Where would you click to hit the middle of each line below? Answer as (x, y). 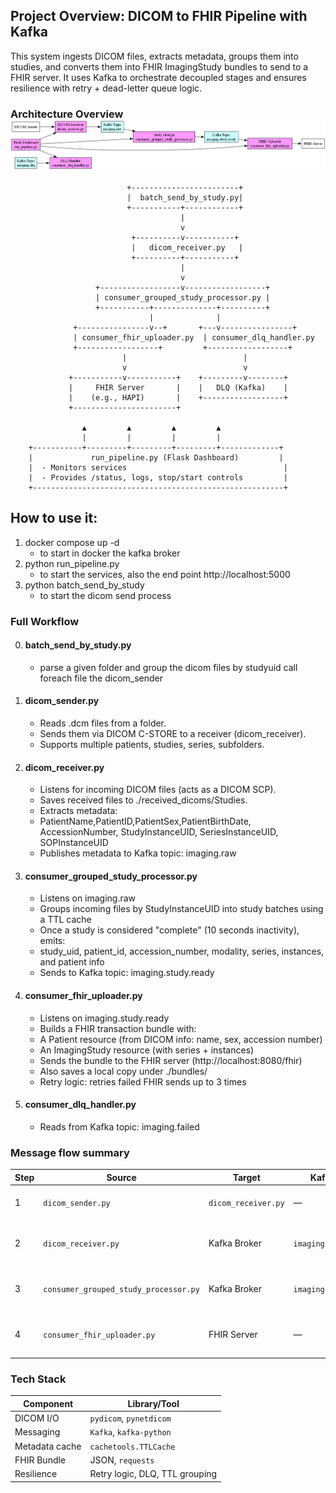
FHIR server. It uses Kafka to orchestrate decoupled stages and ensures (158, 77)
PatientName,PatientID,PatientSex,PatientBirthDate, (145, 821)
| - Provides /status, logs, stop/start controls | (158, 477)
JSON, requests (122, 1460)
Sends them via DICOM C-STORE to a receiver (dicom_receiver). (173, 734)
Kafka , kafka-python (130, 1432)
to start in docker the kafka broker (110, 553)
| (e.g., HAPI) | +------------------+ (178, 397)
